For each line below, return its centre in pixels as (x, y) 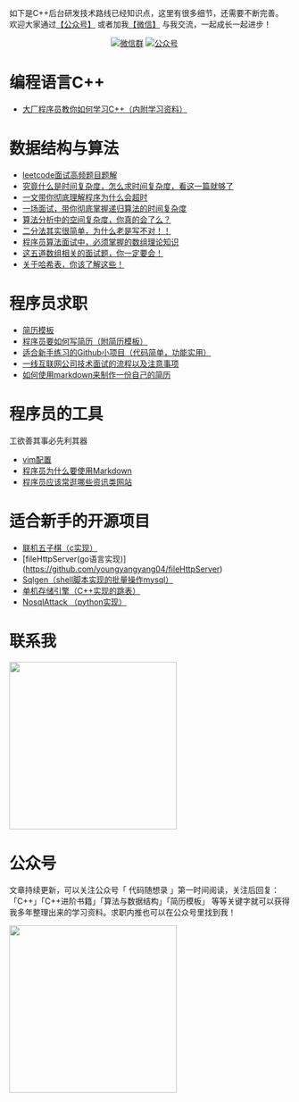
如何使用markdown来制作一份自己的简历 (96, 374)
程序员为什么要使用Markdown (77, 471)
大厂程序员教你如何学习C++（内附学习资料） (104, 109)
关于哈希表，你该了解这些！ (73, 264)
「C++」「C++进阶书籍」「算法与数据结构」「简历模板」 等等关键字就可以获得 (149, 901)
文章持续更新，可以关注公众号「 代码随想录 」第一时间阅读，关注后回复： (144, 889)
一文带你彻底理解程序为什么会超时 (85, 197)
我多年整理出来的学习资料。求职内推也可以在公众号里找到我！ (123, 912)
